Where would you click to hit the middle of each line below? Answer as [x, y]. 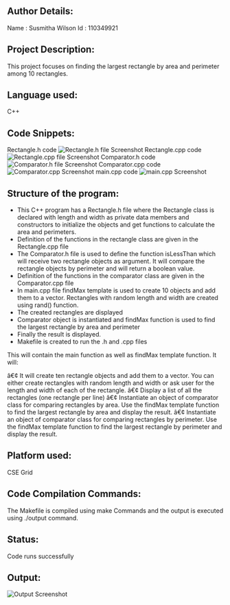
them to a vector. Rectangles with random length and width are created [117, 298]
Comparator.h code [128, 157]
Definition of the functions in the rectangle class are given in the [108, 240]
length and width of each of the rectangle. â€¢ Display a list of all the [105, 390]
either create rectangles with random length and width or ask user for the [111, 383]
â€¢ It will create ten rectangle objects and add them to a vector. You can [111, 376]
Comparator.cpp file [45, 283]
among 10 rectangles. [38, 73]
